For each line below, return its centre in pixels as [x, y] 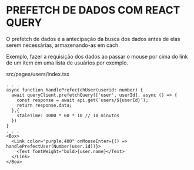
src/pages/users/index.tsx [38, 74]
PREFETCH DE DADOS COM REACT [93, 10]
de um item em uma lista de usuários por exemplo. [67, 63]
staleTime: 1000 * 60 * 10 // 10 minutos [68, 115]
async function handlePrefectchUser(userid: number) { [75, 90]
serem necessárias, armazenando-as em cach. [63, 45]
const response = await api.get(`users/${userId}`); [83, 100]
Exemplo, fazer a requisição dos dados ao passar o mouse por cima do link [97, 56]
